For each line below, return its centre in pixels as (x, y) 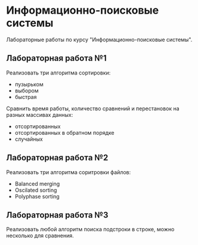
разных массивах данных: (40, 114)
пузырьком (29, 84)
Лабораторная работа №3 (57, 215)
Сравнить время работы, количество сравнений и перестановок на (93, 108)
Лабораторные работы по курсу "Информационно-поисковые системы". (99, 39)
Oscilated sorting (36, 190)
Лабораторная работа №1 (57, 58)
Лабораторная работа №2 (57, 158)
